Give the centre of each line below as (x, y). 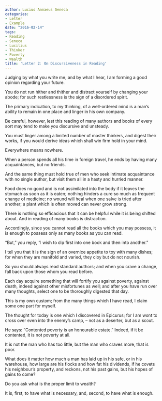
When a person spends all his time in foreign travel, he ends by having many (81, 160)
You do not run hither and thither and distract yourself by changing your (77, 92)
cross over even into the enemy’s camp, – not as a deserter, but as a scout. (80, 321)
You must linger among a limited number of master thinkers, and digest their (81, 136)
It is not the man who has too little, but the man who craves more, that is (77, 344)
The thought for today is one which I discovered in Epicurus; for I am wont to (81, 315)
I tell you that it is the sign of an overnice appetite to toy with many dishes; (79, 252)
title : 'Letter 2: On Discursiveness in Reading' (56, 64)
